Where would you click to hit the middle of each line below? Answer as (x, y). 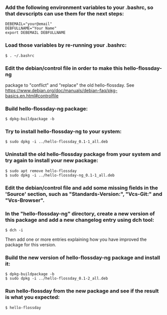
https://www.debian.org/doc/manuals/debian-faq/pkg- (61, 90)
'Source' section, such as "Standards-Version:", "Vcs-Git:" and (84, 194)
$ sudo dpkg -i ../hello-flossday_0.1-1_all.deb (57, 142)
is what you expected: (32, 297)
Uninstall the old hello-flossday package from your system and (83, 155)
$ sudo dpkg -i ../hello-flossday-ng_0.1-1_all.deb (60, 175)
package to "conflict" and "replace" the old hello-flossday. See (70, 85)
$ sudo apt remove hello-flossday (41, 171)
